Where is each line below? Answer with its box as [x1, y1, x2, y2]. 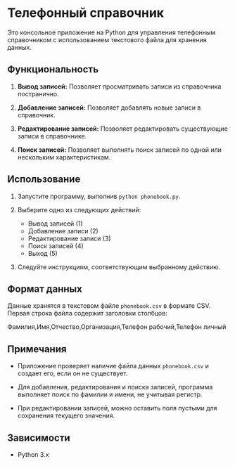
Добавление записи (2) [27, 226, 99, 235]
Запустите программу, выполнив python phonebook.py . [17, 192, 181, 200]
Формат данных [7, 283, 82, 295]
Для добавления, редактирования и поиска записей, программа [17, 383, 213, 391]
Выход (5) [27, 249, 58, 257]
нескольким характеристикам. [17, 153, 111, 161]
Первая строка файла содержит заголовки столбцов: [7, 309, 167, 318]
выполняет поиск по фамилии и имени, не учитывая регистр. [17, 390, 203, 399]
